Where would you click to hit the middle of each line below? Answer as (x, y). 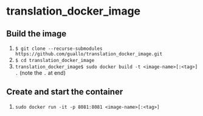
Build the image (36, 34)
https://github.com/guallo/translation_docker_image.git (89, 54)
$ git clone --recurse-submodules (59, 49)
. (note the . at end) (40, 73)
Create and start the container (65, 92)
